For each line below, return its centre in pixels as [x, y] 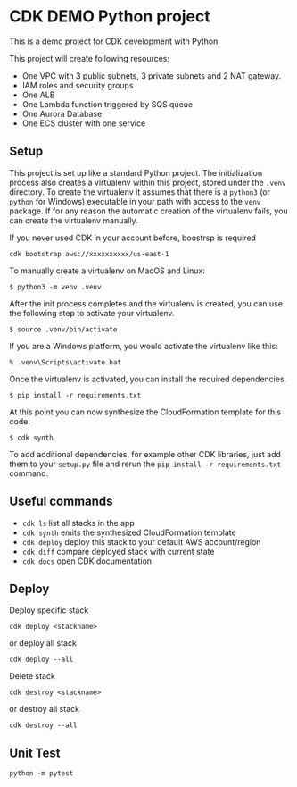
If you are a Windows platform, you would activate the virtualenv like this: [144, 346]
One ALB [38, 95]
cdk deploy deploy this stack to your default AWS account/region [141, 541]
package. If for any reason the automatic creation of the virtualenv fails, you [148, 211]
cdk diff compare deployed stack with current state [118, 551]
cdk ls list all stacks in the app [78, 523]
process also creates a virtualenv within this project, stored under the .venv [148, 182]
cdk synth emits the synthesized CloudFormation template [129, 532]
